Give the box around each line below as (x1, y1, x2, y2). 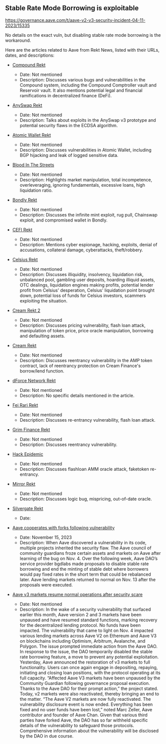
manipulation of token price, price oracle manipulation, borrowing (19, 327, 154, 333)
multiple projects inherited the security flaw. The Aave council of (19, 545, 152, 551)
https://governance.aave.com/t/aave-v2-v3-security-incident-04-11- (5, 17, 146, 23)
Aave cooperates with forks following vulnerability (12, 524, 115, 530)
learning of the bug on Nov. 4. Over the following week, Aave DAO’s (19, 555, 158, 561)
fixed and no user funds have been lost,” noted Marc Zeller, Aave (19, 706, 153, 712)
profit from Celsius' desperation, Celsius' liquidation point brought (19, 287, 155, 293)
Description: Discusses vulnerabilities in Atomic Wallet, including (19, 147, 152, 153)
